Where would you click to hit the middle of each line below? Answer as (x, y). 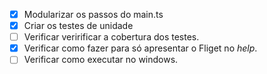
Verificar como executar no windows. (101, 60)
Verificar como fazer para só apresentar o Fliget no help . (140, 48)
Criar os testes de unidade (78, 26)
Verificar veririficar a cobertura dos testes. (111, 37)
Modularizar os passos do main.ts (93, 14)
